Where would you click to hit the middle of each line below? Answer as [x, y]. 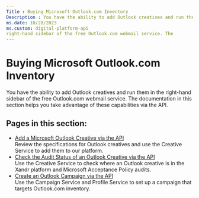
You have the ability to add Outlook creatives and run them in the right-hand [99, 92]
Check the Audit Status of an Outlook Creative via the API [85, 157]
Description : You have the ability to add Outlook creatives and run [95, 17]
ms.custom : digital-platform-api [47, 28]
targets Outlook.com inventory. [52, 188]
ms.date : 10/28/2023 [32, 23]
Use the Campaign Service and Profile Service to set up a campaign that [103, 182]
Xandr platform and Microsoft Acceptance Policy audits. [83, 169]
